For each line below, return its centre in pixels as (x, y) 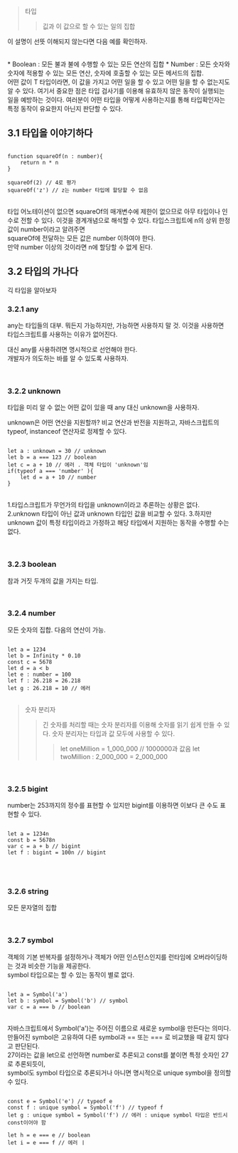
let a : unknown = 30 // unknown (57, 452)
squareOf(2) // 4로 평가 (42, 182)
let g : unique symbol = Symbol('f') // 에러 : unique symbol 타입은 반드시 (118, 1115)
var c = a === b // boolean (49, 1007)
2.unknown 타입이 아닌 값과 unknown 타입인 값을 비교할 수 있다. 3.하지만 (109, 514)
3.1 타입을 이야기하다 (50, 134)
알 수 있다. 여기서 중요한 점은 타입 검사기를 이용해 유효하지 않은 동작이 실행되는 (116, 91)
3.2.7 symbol (31, 941)
